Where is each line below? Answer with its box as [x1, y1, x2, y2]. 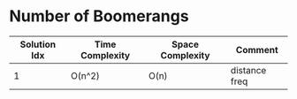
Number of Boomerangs [9, 6, 189, 27]
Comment [235, 43, 278, 56]
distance [230, 64, 267, 76]
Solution [19, 38, 57, 50]
